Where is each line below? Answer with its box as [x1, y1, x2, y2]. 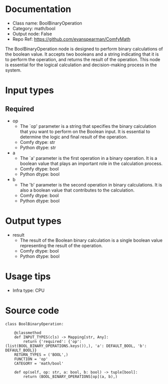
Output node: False [12, 31, 52, 37]
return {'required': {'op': [23, 339, 82, 344]
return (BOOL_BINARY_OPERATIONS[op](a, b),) [23, 374, 118, 379]
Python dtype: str [20, 144, 56, 150]
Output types [5, 216, 62, 227]
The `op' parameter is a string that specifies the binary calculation [20, 123, 156, 129]
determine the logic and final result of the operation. [20, 134, 128, 140]
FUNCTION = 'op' [14, 356, 49, 361]
